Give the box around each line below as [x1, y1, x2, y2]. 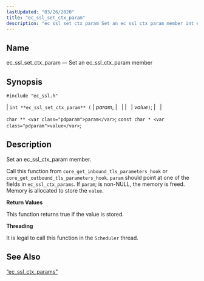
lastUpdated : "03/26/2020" [6, 9, 75, 15]
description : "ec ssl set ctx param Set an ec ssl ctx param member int [6, 20, 194, 26]
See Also [6, 252, 41, 262]
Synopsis [6, 77, 42, 87]
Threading [6, 222, 33, 229]
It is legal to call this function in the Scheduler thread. [6, 234, 138, 241]
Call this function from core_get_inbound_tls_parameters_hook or [6, 167, 168, 174]
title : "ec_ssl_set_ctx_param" [6, 15, 86, 21]
